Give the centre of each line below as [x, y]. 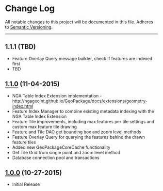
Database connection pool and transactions [56, 158]
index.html [23, 106]
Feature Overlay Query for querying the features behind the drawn [78, 137]
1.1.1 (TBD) [21, 47]
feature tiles [24, 142]
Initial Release [26, 184]
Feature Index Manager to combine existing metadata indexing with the [83, 111]
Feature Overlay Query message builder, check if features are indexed [82, 58]
